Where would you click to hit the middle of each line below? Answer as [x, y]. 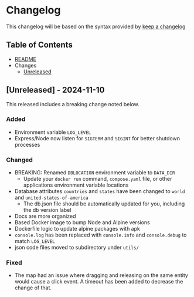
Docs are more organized [45, 216]
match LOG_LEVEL [35, 241]
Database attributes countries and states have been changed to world [100, 191]
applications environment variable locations [76, 185]
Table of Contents [40, 45]
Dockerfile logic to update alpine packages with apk [77, 229]
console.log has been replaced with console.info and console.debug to [101, 235]
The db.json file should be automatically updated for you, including [104, 204]
